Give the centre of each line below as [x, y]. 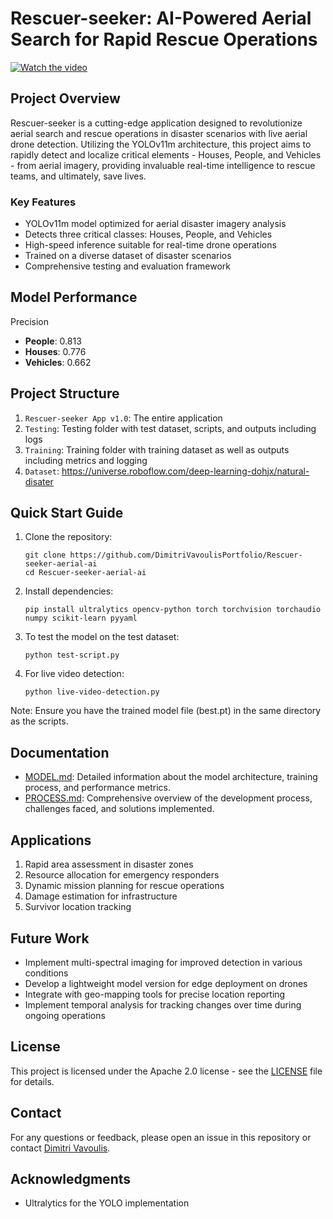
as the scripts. [39, 721]
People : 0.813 [53, 341]
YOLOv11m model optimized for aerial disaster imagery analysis [155, 224]
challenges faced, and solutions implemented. [119, 809]
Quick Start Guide [67, 513]
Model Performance [74, 297]
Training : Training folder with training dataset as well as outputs [157, 449]
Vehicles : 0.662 [58, 362]
